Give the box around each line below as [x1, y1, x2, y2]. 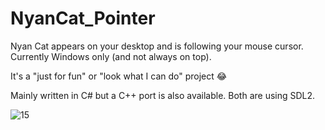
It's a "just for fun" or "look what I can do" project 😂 [10, 70, 228, 82]
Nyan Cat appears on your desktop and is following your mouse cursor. [10, 40, 304, 52]
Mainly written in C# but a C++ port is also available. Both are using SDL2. [10, 89, 316, 101]
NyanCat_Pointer [10, 7, 156, 30]
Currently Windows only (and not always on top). [10, 50, 212, 62]
